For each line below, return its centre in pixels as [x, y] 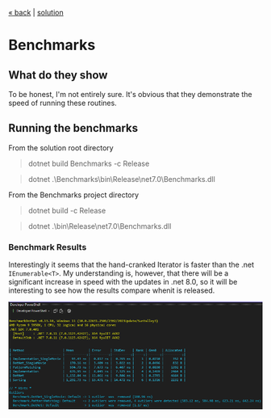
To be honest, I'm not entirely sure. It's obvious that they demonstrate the [130, 94]
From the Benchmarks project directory [74, 195]
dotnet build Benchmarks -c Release [89, 163]
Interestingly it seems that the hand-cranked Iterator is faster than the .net [131, 265]
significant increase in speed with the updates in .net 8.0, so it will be [123, 282]
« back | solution [36, 13]
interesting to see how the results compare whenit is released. [112, 290]
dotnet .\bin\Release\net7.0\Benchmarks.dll [100, 226]
